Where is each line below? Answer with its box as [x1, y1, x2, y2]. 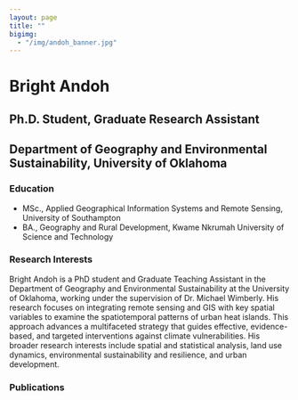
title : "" [9, 21, 46, 30]
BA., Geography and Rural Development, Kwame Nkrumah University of [21, 222, 285, 233]
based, [9, 331, 35, 341]
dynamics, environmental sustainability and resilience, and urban [9, 349, 247, 360]
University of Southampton [21, 212, 122, 223]
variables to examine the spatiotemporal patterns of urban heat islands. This [9, 311, 289, 322]
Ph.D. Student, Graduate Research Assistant [9, 111, 260, 127]
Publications [9, 380, 65, 393]
